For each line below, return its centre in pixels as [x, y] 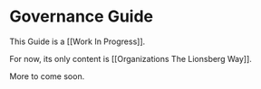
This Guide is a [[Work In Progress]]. [77, 41]
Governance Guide [82, 17]
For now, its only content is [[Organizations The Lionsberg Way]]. [130, 58]
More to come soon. [47, 76]
